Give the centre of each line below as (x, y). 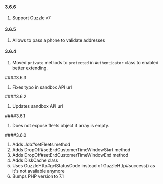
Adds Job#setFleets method (41, 144)
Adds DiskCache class (35, 160)
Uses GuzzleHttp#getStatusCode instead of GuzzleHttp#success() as (83, 165)
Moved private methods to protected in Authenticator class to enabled (85, 62)
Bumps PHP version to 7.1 (38, 176)
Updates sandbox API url (38, 106)
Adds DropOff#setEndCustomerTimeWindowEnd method (70, 155)
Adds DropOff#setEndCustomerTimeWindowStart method (71, 150)
